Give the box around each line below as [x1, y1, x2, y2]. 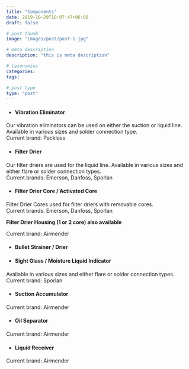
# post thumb [6, 30, 39, 36]
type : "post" [6, 90, 39, 96]
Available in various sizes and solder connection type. [6, 128, 137, 135]
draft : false [6, 20, 39, 26]
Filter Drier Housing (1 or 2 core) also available [6, 218, 122, 226]
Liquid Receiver [14, 344, 55, 351]
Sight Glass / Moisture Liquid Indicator [14, 257, 111, 264]
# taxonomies [6, 63, 39, 69]
